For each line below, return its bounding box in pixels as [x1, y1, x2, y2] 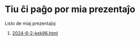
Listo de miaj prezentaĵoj [5, 20, 56, 26]
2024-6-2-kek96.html [12, 30, 58, 36]
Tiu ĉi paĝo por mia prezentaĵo [5, 4, 135, 15]
